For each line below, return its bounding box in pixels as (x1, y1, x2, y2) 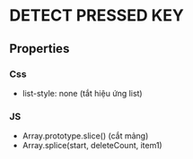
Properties (9, 41, 70, 56)
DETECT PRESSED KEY (9, 5, 184, 26)
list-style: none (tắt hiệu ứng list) (22, 88, 143, 98)
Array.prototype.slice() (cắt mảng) (22, 130, 149, 141)
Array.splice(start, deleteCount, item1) (22, 140, 163, 151)
